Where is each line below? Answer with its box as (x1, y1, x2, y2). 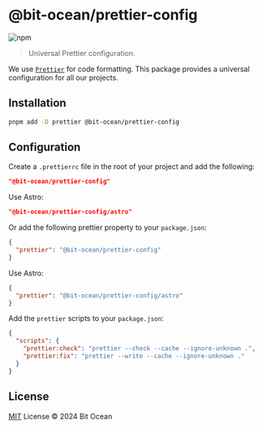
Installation (8, 96, 67, 110)
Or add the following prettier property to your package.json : (8, 223, 207, 232)
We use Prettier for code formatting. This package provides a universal (8, 63, 250, 74)
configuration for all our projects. (8, 72, 119, 82)
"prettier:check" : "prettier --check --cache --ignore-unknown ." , (23, 344, 256, 353)
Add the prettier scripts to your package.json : (8, 314, 164, 323)
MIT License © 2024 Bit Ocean (8, 411, 113, 421)
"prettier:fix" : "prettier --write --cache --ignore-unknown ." (23, 352, 245, 361)
